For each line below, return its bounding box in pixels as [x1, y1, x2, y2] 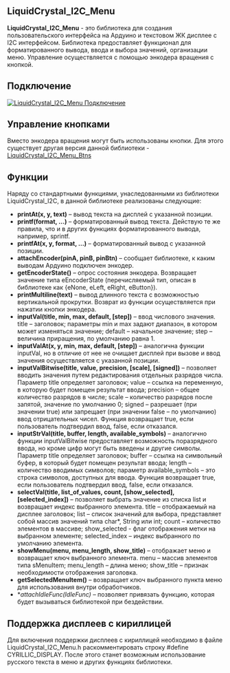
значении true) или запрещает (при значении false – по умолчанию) [16, 407, 217, 416]
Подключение [7, 81, 72, 92]
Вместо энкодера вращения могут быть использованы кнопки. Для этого [7, 137, 224, 145]
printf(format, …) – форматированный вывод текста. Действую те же [16, 217, 221, 226]
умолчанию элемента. [16, 540, 84, 548]
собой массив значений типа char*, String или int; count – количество [16, 517, 221, 526]
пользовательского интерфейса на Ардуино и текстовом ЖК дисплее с [7, 31, 218, 39]
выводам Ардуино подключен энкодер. [16, 261, 134, 270]
